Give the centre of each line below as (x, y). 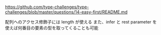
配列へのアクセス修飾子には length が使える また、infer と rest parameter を (81, 22)
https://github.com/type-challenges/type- (47, 7)
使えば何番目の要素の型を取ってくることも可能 (52, 28)
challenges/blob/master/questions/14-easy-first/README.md (66, 12)
